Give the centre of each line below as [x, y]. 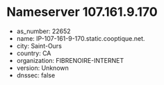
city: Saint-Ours [39, 46]
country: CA [34, 53]
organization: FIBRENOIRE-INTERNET [70, 60]
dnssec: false [36, 75]
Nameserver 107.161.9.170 [82, 12]
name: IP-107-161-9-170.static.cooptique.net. [81, 38]
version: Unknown [42, 68]
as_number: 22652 [43, 31]
